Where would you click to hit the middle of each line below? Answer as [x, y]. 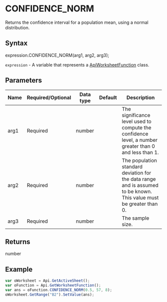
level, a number [140, 140]
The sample [135, 218]
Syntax [16, 43]
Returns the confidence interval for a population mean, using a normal [77, 22]
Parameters [24, 81]
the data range [139, 179]
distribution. [17, 27]
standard [132, 167]
